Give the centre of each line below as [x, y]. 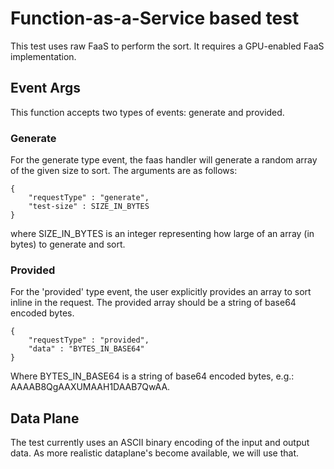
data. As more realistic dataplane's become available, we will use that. [155, 453]
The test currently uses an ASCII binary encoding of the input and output [160, 443]
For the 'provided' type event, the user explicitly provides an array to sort [161, 292]
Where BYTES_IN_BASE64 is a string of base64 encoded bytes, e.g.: [152, 376]
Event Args [45, 88]
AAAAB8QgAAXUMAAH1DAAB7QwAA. [90, 387]
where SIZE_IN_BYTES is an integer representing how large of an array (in [162, 234]
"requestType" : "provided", [89, 340]
